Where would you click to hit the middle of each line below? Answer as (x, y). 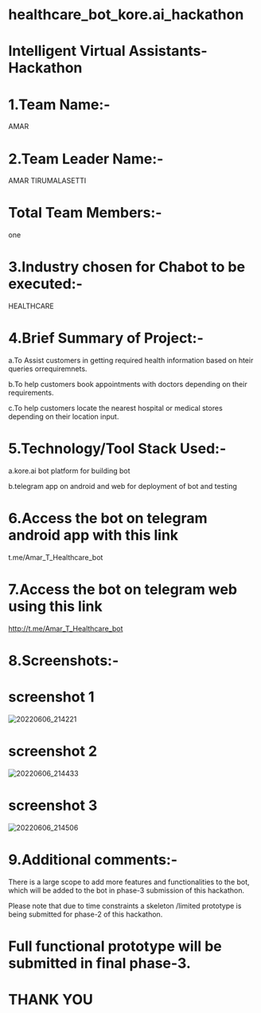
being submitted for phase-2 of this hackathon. (86, 914)
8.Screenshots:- (64, 661)
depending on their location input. (64, 417)
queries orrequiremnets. (48, 369)
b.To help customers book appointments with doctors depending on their (128, 385)
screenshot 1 (51, 697)
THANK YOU (51, 1000)
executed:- (46, 284)
